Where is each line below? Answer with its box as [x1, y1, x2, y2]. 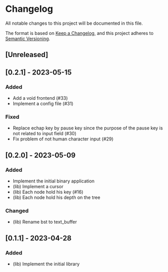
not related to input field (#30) [12, 131, 77, 137]
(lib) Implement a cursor [12, 184, 64, 189]
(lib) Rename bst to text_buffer [12, 219, 77, 225]
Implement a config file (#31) [12, 101, 74, 107]
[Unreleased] [5, 50, 49, 59]
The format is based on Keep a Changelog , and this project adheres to [5, 30, 154, 36]
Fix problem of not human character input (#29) [12, 136, 114, 142]
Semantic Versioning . [5, 35, 50, 42]
